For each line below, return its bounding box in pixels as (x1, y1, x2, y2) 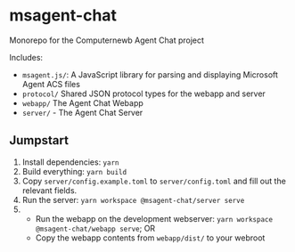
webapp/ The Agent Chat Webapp (21, 97, 144, 108)
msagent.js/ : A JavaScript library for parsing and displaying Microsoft (21, 69, 279, 80)
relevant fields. (21, 184, 78, 196)
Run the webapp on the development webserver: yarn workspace (35, 213, 274, 224)
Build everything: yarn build (21, 166, 127, 176)
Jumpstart (9, 133, 70, 148)
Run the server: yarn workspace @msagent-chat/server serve (21, 194, 245, 205)
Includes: (9, 52, 43, 62)
